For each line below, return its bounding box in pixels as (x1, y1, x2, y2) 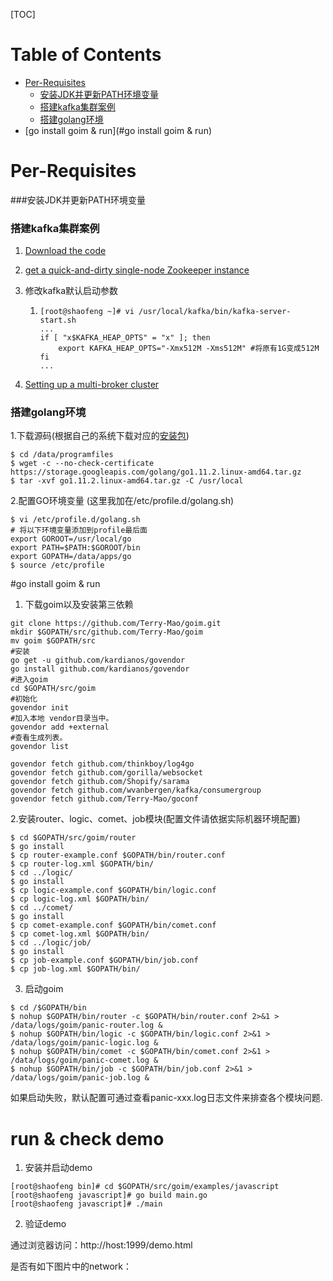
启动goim (24, 983, 64, 995)
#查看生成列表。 (10, 733, 68, 743)
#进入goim (10, 675, 48, 685)
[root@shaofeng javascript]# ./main (10, 1199, 163, 1209)
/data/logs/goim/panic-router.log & (10, 1020, 163, 1031)
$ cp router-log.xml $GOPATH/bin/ (10, 859, 155, 869)
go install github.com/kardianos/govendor (10, 664, 190, 674)
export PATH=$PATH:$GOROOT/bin (10, 543, 141, 553)
